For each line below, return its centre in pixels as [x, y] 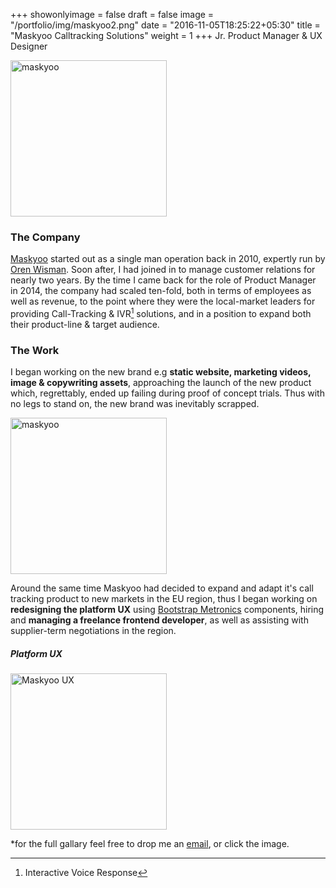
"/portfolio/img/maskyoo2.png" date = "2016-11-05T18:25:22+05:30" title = [165, 25]
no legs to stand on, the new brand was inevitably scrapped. [135, 404]
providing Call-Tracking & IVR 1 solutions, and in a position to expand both [161, 312]
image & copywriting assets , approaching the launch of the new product [161, 383]
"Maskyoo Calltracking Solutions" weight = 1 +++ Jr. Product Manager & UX [166, 35]
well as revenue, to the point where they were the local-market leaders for [163, 301]
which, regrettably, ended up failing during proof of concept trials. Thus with [167, 393]
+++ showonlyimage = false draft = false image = [112, 14]
